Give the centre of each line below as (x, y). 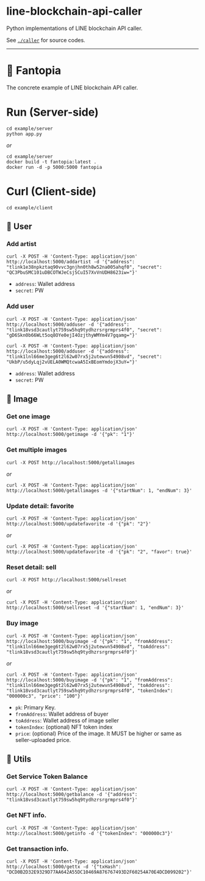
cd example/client (30, 208)
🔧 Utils (19, 759)
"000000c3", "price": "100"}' (45, 696)
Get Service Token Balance (47, 776)
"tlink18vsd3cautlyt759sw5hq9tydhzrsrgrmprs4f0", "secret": (85, 330)
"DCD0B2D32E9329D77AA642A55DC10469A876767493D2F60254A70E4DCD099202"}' (99, 872)
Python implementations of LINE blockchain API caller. (74, 28)
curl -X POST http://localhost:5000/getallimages (71, 463)
